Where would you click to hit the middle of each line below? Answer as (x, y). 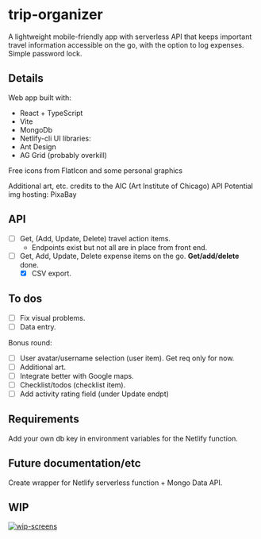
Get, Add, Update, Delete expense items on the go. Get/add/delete (129, 256)
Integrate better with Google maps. (77, 375)
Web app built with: (40, 98)
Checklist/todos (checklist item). (73, 385)
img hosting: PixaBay (42, 194)
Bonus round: (31, 342)
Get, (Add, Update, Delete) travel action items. (95, 238)
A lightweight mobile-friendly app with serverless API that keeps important (130, 37)
